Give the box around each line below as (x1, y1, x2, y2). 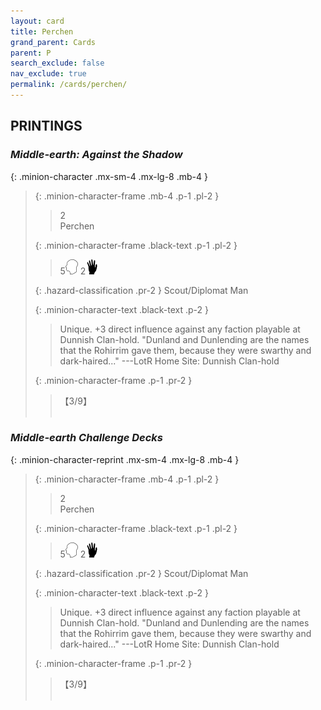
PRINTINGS (10, 118, 83, 135)
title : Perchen (10, 26, 74, 37)
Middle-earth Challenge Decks (10, 431, 164, 445)
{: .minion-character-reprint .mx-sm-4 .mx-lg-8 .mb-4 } (10, 453, 240, 465)
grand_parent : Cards (10, 37, 97, 47)
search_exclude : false (10, 58, 105, 69)
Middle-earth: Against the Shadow (10, 148, 183, 162)
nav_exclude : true (10, 69, 87, 79)
